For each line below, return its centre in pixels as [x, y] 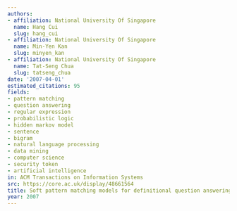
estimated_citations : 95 [44, 86]
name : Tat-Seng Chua [44, 66]
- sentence [23, 132]
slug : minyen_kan [39, 53]
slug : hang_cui [36, 33]
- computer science [36, 158]
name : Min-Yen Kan [41, 46]
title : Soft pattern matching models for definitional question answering [120, 191]
